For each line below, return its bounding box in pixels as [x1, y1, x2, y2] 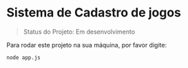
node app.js [6, 54, 41, 61]
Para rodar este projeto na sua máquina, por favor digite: [6, 41, 167, 49]
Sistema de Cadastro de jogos [6, 5, 182, 21]
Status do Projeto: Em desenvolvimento [23, 27, 136, 36]
